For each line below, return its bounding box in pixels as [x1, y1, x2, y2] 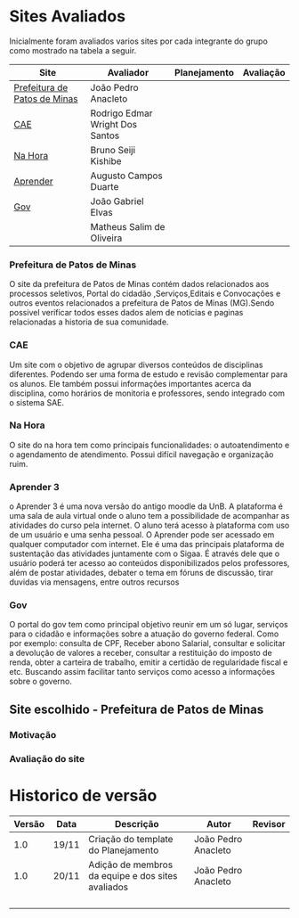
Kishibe [90, 154, 122, 167]
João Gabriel [90, 194, 144, 207]
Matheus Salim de [90, 220, 166, 233]
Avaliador [107, 66, 149, 78]
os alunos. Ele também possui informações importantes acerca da [9, 378, 252, 389]
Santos [90, 129, 120, 142]
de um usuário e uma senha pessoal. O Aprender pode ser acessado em [9, 529, 275, 540]
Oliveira [90, 232, 123, 244]
